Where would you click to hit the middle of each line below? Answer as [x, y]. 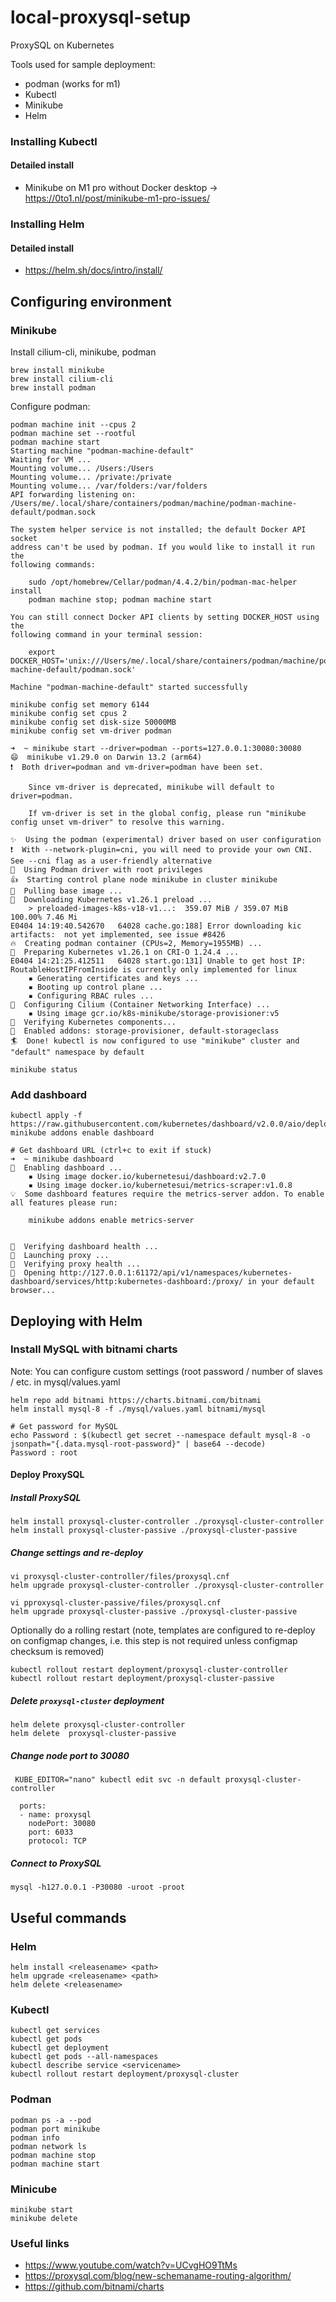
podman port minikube [55, 2129]
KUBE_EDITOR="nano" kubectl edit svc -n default [118, 1780]
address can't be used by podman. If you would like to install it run [162, 547]
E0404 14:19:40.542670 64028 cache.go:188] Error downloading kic [156, 926]
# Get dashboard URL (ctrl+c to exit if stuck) [111, 1151]
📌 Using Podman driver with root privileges [106, 869]
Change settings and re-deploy [77, 1553]
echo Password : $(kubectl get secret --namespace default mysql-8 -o [160, 1435]
